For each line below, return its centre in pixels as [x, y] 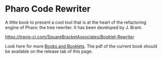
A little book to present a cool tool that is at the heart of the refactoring [76, 22]
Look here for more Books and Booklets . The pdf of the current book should [81, 46]
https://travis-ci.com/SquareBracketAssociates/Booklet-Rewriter [70, 37]
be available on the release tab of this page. [49, 51]
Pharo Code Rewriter [48, 9]
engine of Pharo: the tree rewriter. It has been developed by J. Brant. [74, 27]
